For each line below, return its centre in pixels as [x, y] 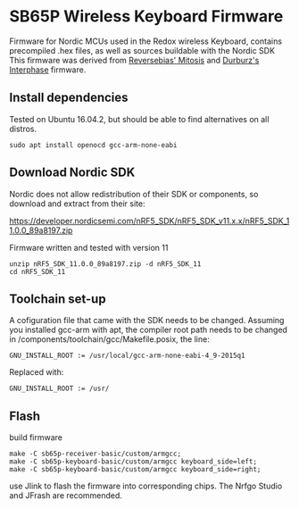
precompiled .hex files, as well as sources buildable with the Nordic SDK [142, 50]
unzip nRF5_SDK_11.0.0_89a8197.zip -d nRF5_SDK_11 [105, 264]
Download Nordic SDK [72, 173]
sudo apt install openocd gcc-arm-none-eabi [93, 145]
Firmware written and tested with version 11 [89, 247]
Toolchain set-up [58, 299]
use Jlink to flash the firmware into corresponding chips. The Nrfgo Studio [146, 486]
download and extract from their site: [77, 204]
